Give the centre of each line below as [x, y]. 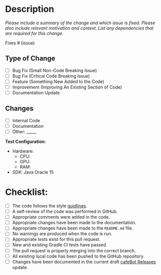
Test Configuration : [25, 141]
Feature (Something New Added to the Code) [58, 81]
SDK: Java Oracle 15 [33, 172]
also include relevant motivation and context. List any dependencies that [80, 28]
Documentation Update [36, 93]
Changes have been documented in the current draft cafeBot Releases [84, 262]
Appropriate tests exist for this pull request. [56, 239]
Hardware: [23, 151]
